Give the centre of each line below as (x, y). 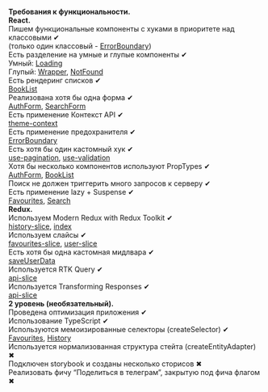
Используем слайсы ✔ (48, 235)
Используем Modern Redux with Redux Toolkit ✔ (91, 218)
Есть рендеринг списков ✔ (55, 80)
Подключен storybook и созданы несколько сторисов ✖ (105, 364)
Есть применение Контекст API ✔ (66, 115)
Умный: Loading (36, 63)
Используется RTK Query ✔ (56, 269)
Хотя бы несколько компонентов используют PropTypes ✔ (109, 166)
